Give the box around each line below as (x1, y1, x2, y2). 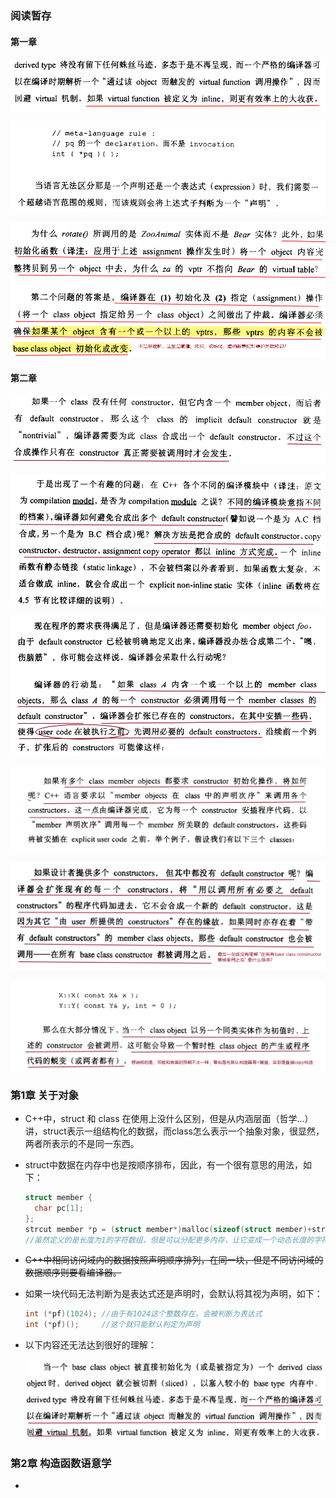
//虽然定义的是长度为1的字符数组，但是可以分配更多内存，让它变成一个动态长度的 (24, 1235, 315, 1245)
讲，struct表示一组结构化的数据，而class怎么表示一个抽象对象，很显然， (24, 1125, 325, 1137)
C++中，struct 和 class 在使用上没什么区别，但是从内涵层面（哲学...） (24, 1113, 314, 1125)
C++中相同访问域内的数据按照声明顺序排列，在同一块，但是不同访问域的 (24, 1254, 324, 1266)
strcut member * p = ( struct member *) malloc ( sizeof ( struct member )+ (24, 1224, 313, 1234)
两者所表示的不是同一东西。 (24, 1138, 140, 1150)
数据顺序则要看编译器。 (24, 1267, 122, 1279)
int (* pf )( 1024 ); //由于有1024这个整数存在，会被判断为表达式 (24, 1309, 263, 1319)
